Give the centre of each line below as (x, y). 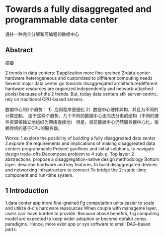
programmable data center (62, 20)
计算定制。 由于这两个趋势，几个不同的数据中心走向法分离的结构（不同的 (80, 116)
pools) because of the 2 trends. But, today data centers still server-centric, (82, 94)
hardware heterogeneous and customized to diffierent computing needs (79, 78)
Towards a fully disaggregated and (78, 9)
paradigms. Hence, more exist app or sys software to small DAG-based (78, 224)
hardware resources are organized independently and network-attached (79, 89)
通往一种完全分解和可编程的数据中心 (42, 34)
